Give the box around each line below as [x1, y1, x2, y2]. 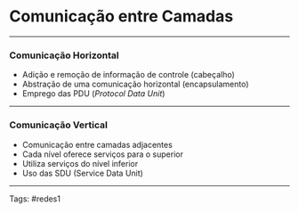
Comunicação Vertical [9, 119, 109, 131]
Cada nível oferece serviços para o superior [21, 149, 184, 160]
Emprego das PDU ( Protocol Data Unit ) [21, 88, 166, 99]
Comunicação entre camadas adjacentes [21, 139, 174, 150]
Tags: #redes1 [9, 193, 61, 204]
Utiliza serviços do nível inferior [21, 158, 139, 168]
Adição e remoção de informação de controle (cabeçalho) [21, 70, 236, 80]
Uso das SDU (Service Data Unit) [21, 168, 144, 178]
